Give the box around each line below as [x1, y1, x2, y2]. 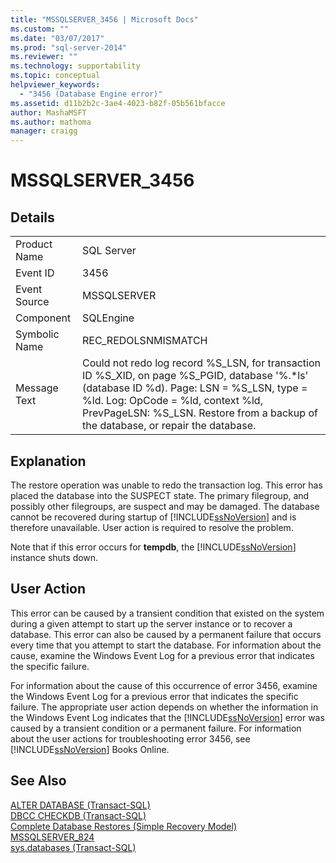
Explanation [10, 452, 87, 470]
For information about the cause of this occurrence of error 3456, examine [10, 679, 318, 691]
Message [15, 381, 59, 395]
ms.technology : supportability [10, 61, 141, 71]
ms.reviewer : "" [10, 52, 78, 62]
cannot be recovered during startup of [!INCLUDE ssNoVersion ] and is [10, 511, 297, 523]
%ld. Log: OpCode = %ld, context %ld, [82, 394, 263, 408]
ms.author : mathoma [10, 117, 92, 127]
